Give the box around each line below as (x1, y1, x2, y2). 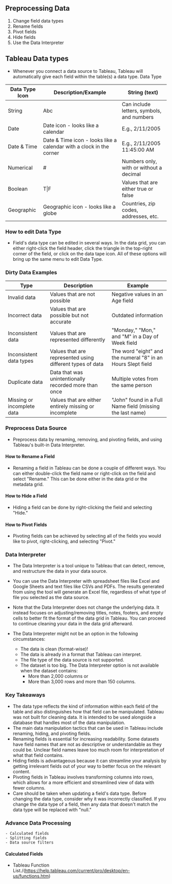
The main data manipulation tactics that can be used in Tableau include (12, 725, 163, 731)
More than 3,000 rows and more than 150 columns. (28, 679, 136, 685)
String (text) (127, 89, 159, 96)
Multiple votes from (112, 375, 159, 382)
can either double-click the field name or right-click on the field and (12, 470, 156, 476)
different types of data (50, 361, 104, 368)
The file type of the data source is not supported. (20, 657, 124, 663)
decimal (122, 170, 141, 177)
